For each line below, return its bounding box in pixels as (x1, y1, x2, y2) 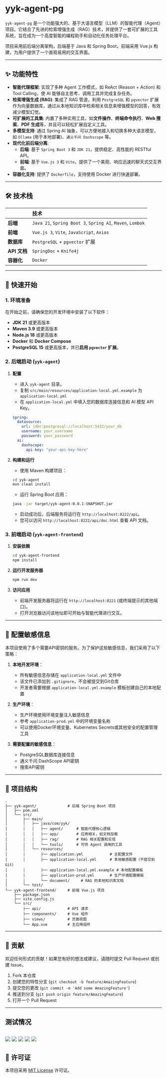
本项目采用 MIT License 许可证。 (5, 1068, 72, 1074)
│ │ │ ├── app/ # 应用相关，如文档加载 (5, 831, 118, 836)
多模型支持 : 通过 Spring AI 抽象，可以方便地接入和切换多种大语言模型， (12, 127, 159, 133)
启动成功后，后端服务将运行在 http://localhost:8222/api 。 (19, 511, 143, 517)
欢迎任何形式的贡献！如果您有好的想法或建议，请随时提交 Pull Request (5, 956, 150, 962)
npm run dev (12, 578, 37, 583)
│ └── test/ (5, 882, 43, 887)
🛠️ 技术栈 (5, 192, 33, 200)
